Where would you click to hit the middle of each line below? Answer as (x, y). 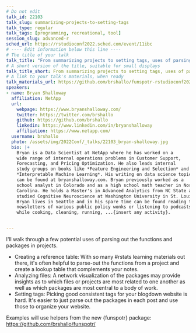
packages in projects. (32, 245)
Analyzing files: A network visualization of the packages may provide (97, 275)
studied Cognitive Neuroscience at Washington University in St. (98, 196)
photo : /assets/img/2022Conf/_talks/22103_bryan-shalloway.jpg (90, 142)
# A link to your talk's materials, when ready (65, 77)
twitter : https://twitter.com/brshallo (65, 115)
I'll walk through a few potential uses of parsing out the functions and (89, 239)
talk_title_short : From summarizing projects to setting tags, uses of (95, 71)
